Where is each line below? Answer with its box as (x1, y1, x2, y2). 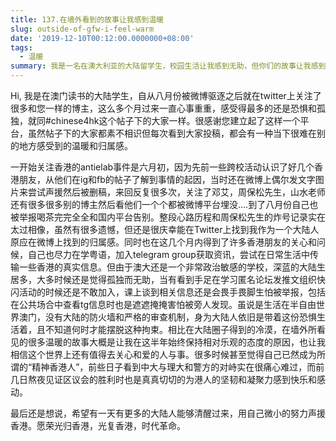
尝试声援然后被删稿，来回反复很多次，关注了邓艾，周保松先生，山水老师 (27, 186, 326, 198)
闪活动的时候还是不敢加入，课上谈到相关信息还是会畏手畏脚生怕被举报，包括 (10, 286, 326, 298)
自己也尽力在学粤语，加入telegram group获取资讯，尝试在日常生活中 (27, 249, 310, 260)
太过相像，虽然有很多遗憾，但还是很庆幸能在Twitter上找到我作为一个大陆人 (10, 224, 320, 235)
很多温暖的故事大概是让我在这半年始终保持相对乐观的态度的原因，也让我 (27, 336, 326, 348)
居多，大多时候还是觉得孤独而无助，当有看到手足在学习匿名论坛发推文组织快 (10, 274, 326, 285)
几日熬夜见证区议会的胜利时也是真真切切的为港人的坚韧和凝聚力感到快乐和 (10, 374, 317, 385)
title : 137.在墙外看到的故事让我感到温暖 (10, 14, 165, 25)
